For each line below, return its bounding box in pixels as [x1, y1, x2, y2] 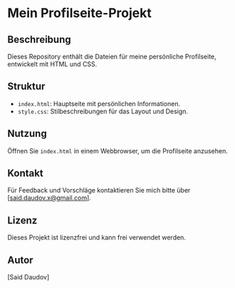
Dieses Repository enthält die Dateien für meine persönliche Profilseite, [7, 52, 217, 61]
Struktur [7, 81, 46, 93]
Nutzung [7, 128, 48, 140]
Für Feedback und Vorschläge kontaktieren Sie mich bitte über [7, 186, 191, 195]
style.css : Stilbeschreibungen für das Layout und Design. [17, 107, 189, 115]
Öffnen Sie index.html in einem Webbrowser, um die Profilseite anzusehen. [7, 146, 228, 155]
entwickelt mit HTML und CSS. [7, 60, 98, 68]
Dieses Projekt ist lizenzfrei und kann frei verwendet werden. [7, 233, 187, 242]
